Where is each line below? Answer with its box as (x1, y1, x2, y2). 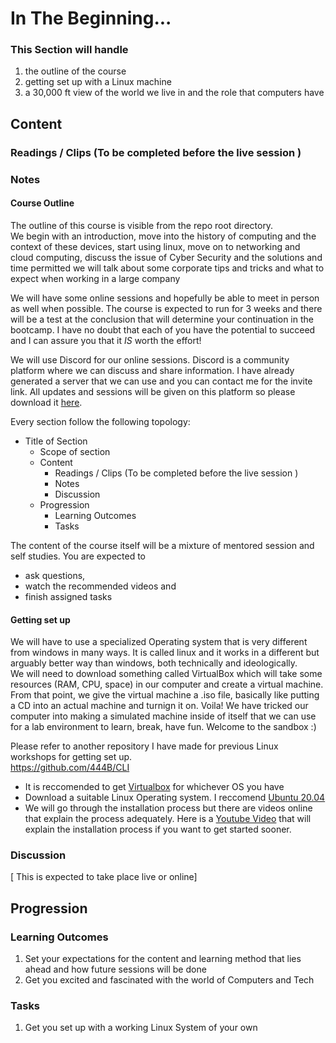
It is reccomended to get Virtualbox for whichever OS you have (24, 781, 285, 793)
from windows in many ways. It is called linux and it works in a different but (10, 647, 320, 659)
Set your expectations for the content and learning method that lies (24, 953, 302, 965)
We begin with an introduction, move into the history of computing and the (10, 230, 317, 242)
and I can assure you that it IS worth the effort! (10, 334, 202, 346)
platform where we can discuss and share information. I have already (10, 364, 295, 376)
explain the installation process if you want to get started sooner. (24, 823, 292, 836)
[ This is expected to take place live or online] (10, 871, 198, 883)
